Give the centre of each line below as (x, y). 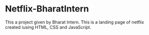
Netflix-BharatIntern (47, 9)
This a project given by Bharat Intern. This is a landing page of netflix (75, 22)
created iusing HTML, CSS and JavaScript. (48, 27)
